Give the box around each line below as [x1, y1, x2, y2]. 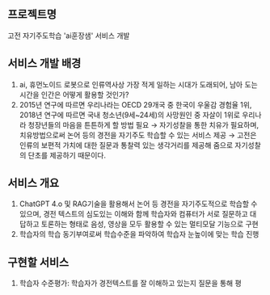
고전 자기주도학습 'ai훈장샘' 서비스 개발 [7, 31, 130, 40]
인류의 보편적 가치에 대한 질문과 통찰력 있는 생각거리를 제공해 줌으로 [19, 140, 234, 150]
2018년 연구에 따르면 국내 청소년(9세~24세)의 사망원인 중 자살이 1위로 [19, 110, 240, 120]
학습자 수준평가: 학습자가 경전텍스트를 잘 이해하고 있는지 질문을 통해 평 [19, 278, 242, 289]
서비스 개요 [7, 176, 60, 190]
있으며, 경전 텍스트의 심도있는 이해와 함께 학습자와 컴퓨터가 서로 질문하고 [19, 209, 248, 219]
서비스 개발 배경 [7, 57, 82, 70]
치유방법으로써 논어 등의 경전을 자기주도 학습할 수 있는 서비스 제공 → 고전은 [19, 130, 257, 140]
